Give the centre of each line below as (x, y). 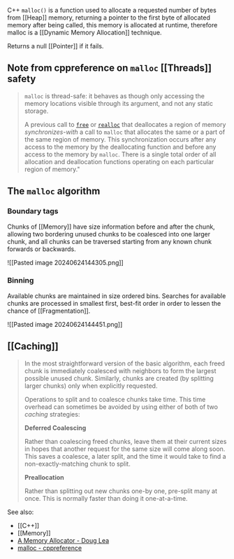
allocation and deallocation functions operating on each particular (119, 161)
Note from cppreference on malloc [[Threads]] (109, 68)
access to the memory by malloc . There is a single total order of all (120, 154)
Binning (21, 281)
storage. (36, 111)
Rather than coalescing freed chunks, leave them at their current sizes (125, 441)
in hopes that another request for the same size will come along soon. (125, 449)
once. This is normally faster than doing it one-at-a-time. (106, 498)
